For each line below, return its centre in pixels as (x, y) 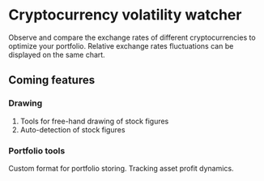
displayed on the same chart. (57, 54)
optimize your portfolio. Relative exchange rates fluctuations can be (121, 45)
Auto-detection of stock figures (72, 129)
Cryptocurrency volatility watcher (125, 15)
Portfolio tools (37, 150)
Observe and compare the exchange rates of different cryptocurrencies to (132, 37)
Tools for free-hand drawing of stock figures (94, 121)
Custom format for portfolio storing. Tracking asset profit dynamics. (121, 168)
